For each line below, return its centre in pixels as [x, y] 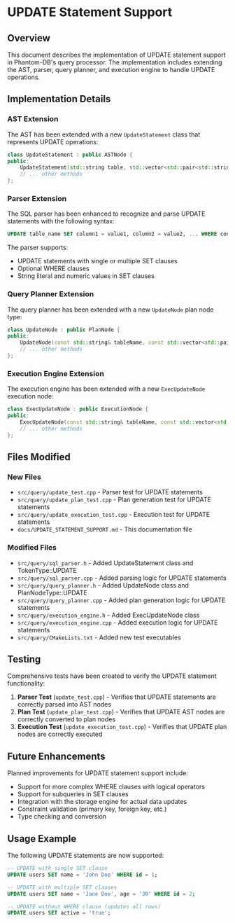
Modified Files [32, 548]
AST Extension [33, 119]
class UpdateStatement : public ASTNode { [70, 155]
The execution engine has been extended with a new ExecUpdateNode [106, 389]
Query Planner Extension [51, 294]
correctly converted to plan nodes [66, 719]
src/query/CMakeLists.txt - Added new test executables [99, 637]
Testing [24, 659]
